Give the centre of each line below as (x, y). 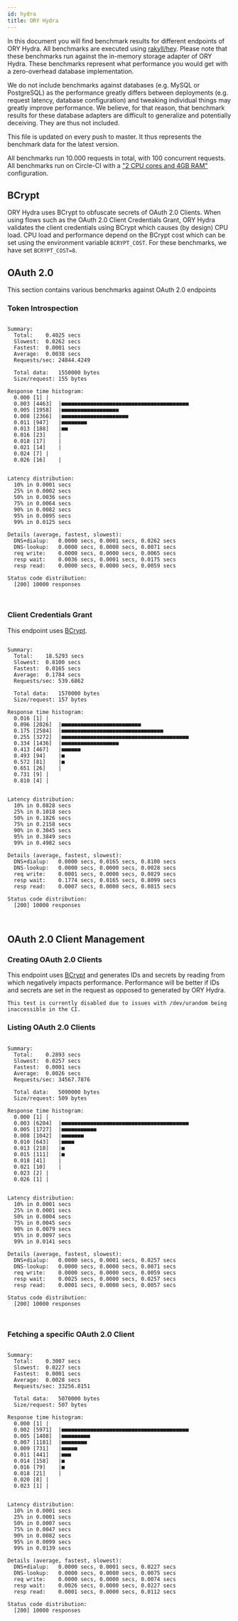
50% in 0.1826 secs (43, 818)
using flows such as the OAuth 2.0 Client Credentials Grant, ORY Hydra (111, 220)
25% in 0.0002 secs (43, 491)
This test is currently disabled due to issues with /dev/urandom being (117, 1003)
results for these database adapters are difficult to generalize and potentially (119, 115)
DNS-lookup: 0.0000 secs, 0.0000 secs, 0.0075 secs (95, 1573)
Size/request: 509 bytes (50, 1098)
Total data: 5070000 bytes (57, 1399)
